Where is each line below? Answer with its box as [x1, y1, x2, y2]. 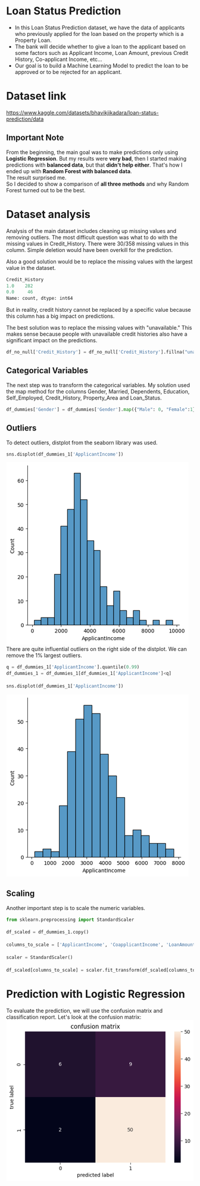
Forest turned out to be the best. [6, 186, 86, 193]
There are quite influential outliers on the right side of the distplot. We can [6, 646, 187, 653]
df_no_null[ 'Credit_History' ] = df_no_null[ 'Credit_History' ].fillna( [6, 349, 185, 355]
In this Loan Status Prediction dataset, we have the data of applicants [14, 24, 185, 31]
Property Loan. [14, 36, 52, 44]
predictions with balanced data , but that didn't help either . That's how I [6, 161, 183, 168]
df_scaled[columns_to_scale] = [6, 967, 84, 973]
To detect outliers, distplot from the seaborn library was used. [6, 439, 158, 446]
